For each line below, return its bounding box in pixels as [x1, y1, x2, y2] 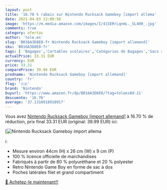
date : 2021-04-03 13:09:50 [5, 16, 61, 21]
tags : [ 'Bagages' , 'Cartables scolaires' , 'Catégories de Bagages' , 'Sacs [5, 49, 159, 54]
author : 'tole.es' [5, 35, 43, 40]
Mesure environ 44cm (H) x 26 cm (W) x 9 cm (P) [12, 148, 114, 154]
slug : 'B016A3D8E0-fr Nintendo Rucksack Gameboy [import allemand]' [5, 40, 150, 45]
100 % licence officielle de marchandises [12, 154, 97, 160]
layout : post [5, 7, 32, 12]
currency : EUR [5, 58, 35, 63]
